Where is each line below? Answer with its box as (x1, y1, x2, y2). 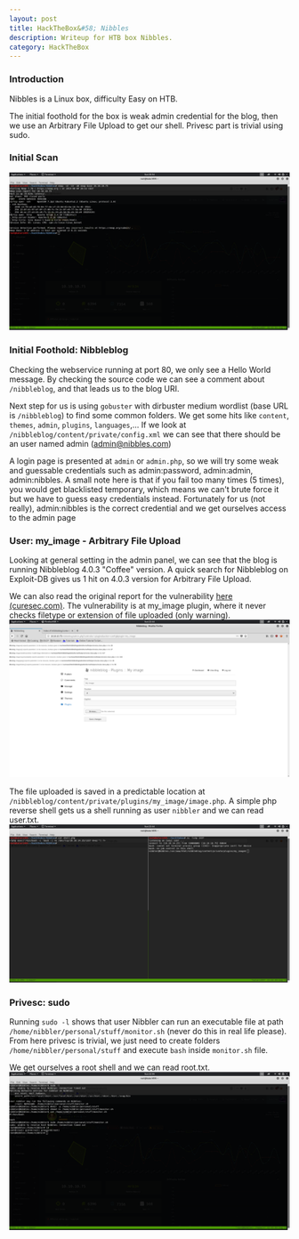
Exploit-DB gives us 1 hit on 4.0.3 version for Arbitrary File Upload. (9, 573, 252, 584)
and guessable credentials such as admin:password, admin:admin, (9, 465, 254, 475)
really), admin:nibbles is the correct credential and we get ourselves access (9, 503, 287, 514)
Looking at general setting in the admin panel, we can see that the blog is (9, 555, 278, 565)
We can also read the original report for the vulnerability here (9, 590, 233, 601)
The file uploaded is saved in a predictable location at (9, 786, 206, 797)
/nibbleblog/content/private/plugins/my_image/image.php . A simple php (9, 796, 278, 806)
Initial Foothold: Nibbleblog (9, 344, 129, 356)
